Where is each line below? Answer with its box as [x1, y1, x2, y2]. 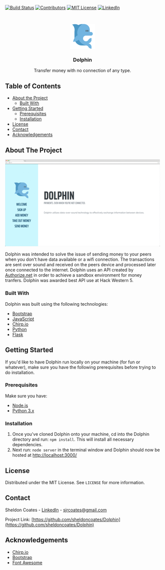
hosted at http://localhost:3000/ [12, 452, 77, 458]
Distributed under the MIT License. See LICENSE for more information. [5, 479, 145, 485]
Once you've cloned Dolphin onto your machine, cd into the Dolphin [12, 431, 150, 437]
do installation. [5, 369, 35, 375]
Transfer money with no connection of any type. [33, 68, 132, 73]
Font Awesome [12, 560, 43, 566]
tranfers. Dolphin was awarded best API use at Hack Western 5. [5, 278, 134, 284]
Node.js [12, 402, 28, 408]
